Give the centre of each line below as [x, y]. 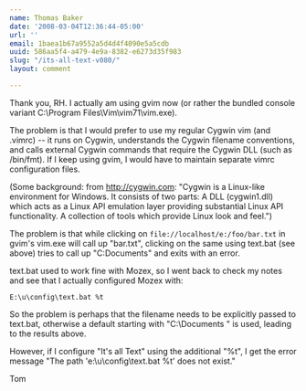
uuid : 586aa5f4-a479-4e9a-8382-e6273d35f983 [95, 52]
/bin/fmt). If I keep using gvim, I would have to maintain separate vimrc [142, 159]
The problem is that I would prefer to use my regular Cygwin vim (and [140, 130]
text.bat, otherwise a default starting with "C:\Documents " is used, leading [151, 323]
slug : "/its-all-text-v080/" [65, 60]
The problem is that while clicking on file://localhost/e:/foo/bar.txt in [148, 233]
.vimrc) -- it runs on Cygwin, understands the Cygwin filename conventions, [152, 140]
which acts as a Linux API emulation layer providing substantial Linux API [147, 206]
